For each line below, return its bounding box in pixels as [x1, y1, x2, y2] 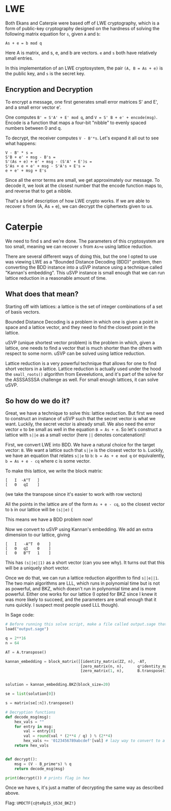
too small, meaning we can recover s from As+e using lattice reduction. [5, 243, 153, 249]
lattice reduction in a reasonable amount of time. [5, 275, 107, 281]
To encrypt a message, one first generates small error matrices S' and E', [5, 99, 159, 105]
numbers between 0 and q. [5, 125, 62, 131]
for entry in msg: [14, 724, 53, 729]
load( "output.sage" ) [5, 627, 49, 632]
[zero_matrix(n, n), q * [80, 663, 142, 669]
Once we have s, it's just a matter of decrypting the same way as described [5, 784, 164, 791]
